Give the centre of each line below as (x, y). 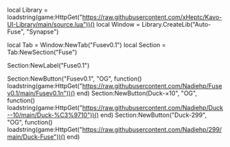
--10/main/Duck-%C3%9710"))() (53, 115)
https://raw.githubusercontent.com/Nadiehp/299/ (152, 130)
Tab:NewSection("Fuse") (42, 52)
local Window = (118, 24)
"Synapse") (43, 31)
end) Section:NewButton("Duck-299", (154, 115)
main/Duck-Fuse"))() (36, 137)
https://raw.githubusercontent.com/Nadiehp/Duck (153, 108)
